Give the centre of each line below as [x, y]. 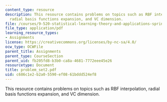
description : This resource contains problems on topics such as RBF [79, 14]
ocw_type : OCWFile [24, 47]
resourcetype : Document [30, 65]
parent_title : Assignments [33, 51]
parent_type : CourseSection [34, 56]
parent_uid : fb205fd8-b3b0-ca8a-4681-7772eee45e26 [59, 61]
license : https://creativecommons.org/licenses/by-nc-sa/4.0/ [71, 42]
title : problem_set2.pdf [31, 70]
